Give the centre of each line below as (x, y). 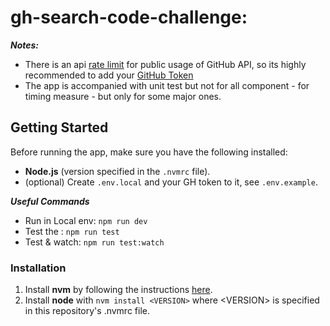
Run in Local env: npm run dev (86, 220)
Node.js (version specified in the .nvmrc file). (117, 171)
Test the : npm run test (72, 231)
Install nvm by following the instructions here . (118, 290)
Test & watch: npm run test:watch (94, 242)
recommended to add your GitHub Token (109, 75)
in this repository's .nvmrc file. (87, 311)
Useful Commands (50, 201)
